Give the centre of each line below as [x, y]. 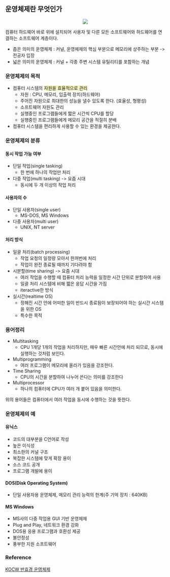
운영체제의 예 [20, 414]
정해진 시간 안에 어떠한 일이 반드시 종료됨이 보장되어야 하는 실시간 [85, 302]
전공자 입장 [24, 55]
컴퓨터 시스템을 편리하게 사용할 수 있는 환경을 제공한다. [67, 126]
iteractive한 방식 [37, 290]
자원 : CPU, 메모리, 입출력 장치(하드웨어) [60, 94]
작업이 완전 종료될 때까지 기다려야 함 [56, 264]
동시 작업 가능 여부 [23, 153]
